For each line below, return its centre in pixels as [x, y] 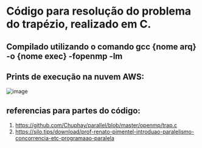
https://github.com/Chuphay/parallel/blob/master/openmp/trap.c [96, 125]
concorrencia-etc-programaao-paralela [64, 138]
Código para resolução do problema [99, 11]
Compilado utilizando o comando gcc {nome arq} [101, 47]
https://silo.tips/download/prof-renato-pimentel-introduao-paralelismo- [105, 132]
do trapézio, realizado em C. [79, 24]
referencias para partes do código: [74, 111]
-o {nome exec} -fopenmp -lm [64, 56]
